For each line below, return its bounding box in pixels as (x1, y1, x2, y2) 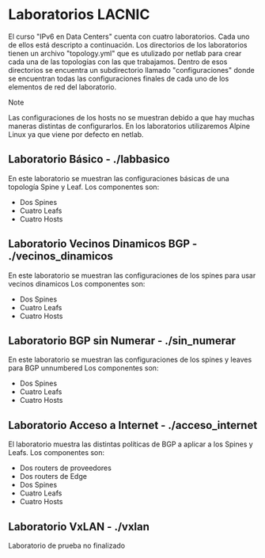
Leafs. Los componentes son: (8, 448, 105, 457)
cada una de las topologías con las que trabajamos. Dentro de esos (8, 57, 228, 66)
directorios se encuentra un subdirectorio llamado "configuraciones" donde (8, 65, 255, 74)
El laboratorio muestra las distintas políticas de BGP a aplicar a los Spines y (8, 439, 253, 449)
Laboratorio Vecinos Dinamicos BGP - (8, 237, 198, 251)
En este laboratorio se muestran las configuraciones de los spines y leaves (8, 355, 252, 365)
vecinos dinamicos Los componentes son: (8, 279, 146, 288)
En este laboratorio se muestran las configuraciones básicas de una (8, 173, 229, 183)
